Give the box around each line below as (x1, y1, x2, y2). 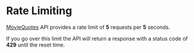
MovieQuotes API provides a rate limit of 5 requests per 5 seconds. (6, 24, 170, 31)
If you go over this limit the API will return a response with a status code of (6, 35, 188, 42)
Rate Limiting (6, 4, 72, 18)
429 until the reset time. (6, 41, 65, 48)
